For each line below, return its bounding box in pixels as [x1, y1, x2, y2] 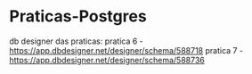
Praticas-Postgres [9, 6, 147, 27]
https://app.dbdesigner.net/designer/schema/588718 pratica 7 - [9, 45, 243, 55]
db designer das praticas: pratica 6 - [9, 36, 144, 46]
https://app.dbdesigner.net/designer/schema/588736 [9, 54, 205, 65]
